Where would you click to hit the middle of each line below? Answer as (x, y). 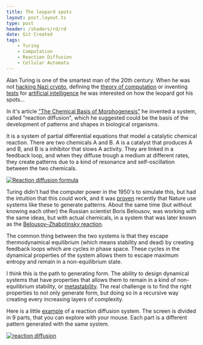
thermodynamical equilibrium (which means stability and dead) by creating (100, 242)
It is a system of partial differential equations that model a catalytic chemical (102, 136)
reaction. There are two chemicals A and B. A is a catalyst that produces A (99, 142)
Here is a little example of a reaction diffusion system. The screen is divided (101, 311)
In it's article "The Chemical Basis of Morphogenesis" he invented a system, (101, 111)
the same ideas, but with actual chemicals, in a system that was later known (101, 217)
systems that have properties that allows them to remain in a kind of (91, 279)
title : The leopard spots (39, 12)
